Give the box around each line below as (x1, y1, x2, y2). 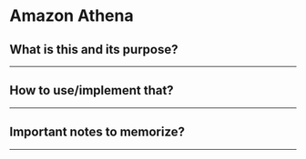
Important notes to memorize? (9, 124, 185, 140)
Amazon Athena (9, 5, 134, 26)
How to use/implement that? (9, 83, 175, 98)
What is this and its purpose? (9, 42, 178, 57)
